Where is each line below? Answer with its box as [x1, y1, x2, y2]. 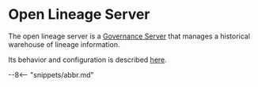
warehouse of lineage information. [8, 39, 120, 49]
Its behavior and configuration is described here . [8, 55, 168, 64]
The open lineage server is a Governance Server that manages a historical [8, 31, 251, 41]
